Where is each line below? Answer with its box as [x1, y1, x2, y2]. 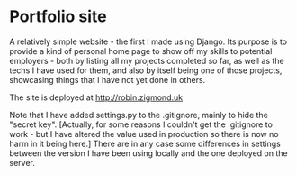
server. [9, 157, 36, 168]
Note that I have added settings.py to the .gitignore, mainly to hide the [9, 109, 268, 120]
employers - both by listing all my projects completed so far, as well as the [9, 55, 285, 66]
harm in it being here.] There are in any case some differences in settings [9, 138, 281, 149]
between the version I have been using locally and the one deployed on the [9, 147, 288, 159]
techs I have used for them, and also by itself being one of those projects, [9, 65, 283, 76]
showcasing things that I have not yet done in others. [9, 74, 206, 85]
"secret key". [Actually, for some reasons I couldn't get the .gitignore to [9, 119, 273, 130]
